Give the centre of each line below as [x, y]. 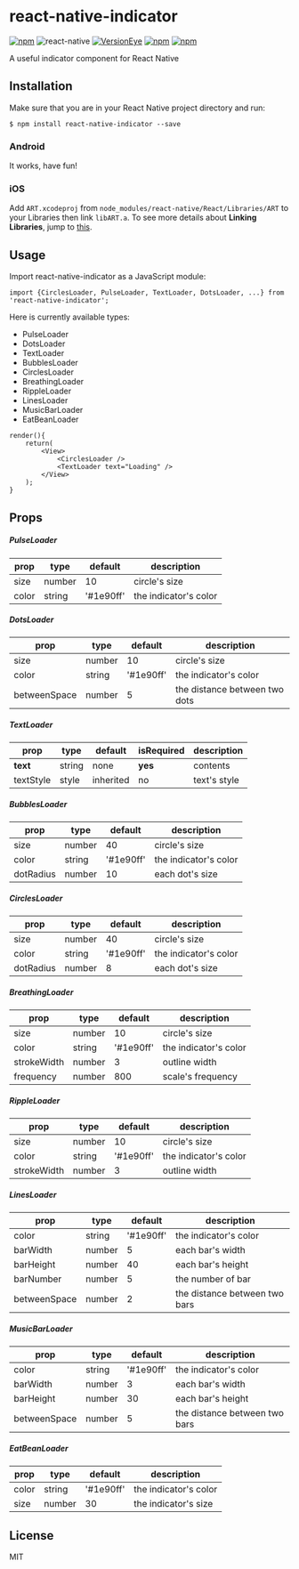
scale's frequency [200, 1077]
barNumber [38, 1279]
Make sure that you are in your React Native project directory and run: [137, 108]
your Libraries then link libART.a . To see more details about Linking [133, 218]
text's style [217, 780]
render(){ [28, 436]
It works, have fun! [44, 166]
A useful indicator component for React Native [94, 58]
